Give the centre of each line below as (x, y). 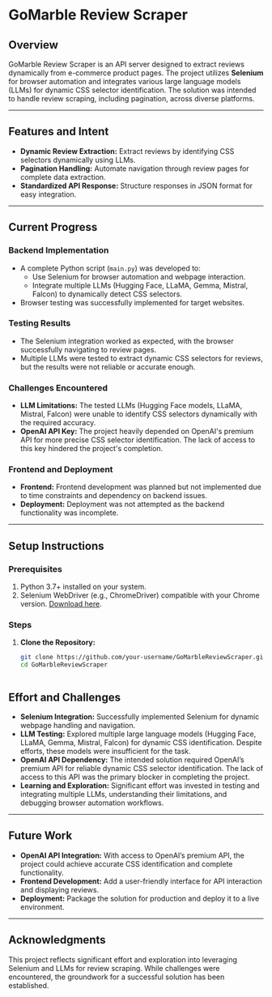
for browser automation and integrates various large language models (125, 81)
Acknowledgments (57, 940)
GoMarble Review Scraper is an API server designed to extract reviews (127, 64)
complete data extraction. (63, 177)
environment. (42, 907)
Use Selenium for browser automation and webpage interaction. (139, 276)
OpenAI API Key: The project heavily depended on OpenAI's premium (137, 432)
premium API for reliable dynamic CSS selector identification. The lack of (142, 768)
